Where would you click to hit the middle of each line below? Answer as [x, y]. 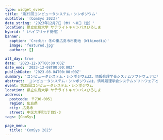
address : [14, 95]
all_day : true [19, 58]
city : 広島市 [21, 108]
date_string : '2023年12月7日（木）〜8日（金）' [50, 23]
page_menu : [16, 126]
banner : [13, 37]
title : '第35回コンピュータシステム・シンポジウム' [51, 14]
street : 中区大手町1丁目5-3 [35, 112]
